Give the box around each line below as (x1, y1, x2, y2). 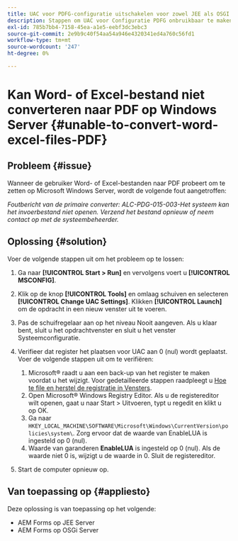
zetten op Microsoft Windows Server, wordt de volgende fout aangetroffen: (7, 186, 227, 195)
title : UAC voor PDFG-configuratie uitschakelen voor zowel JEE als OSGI (7, 10, 230, 18)
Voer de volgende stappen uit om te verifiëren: (17, 355, 154, 363)
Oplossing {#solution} (7, 235, 108, 248)
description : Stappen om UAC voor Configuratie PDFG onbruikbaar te (7, 17, 214, 24)
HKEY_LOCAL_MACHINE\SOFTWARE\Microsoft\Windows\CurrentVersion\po (28, 423, 229, 430)
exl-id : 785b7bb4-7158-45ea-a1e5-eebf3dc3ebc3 (7, 23, 147, 30)
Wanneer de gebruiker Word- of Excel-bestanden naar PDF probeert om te (7, 179, 225, 187)
